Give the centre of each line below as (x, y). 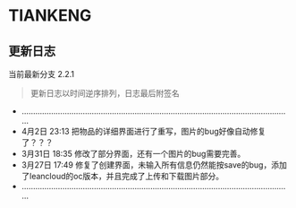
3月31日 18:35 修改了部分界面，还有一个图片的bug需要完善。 (133, 154)
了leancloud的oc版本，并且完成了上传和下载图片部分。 (123, 176)
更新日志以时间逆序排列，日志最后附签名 (105, 93)
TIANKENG (50, 16)
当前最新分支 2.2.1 (42, 74)
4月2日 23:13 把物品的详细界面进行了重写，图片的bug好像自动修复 (144, 131)
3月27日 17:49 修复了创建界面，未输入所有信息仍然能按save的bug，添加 (154, 165)
